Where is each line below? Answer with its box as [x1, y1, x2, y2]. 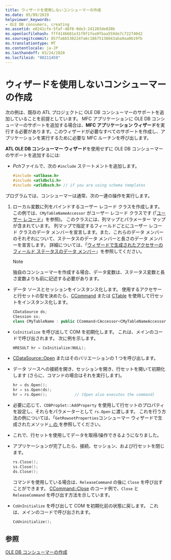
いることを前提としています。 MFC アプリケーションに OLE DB [18, 116, 151, 122]
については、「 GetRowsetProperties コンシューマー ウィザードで [26, 415, 158, 421]
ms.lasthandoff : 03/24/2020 [5, 50, 65, 55]
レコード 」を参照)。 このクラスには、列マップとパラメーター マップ [22, 216, 166, 222]
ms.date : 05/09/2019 [5, 12, 50, 17]
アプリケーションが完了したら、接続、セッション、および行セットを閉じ [12, 443, 165, 449]
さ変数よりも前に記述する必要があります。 [12, 275, 102, 281]
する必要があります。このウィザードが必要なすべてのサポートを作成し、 [9, 128, 161, 135]
